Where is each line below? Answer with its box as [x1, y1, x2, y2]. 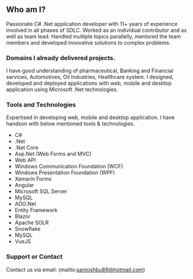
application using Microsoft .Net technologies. [6, 86, 118, 93]
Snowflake [14, 225, 41, 232]
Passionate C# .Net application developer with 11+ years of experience [6, 20, 178, 27]
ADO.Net [14, 200, 37, 208]
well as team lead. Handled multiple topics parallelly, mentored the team [6, 32, 181, 40]
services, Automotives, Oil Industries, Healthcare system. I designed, [6, 74, 174, 81]
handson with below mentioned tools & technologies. [6, 120, 135, 127]
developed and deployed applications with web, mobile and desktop [6, 79, 172, 87]
